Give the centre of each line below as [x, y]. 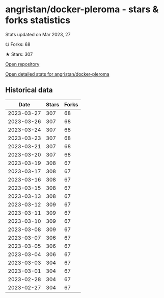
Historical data [29, 90]
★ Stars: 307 [19, 54]
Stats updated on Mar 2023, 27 [38, 34]
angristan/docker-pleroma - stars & [82, 9]
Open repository [22, 64]
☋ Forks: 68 [18, 44]
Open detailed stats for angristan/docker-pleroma [57, 74]
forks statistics [38, 20]
